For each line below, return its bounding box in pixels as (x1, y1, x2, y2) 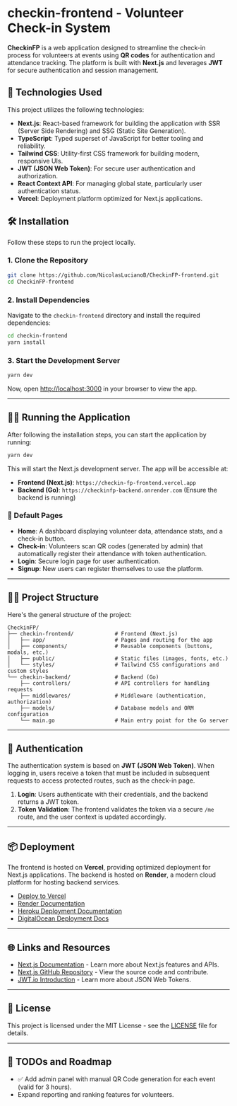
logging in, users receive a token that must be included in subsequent (7, 769, 210, 778)
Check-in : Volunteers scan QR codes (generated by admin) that (17, 541, 203, 550)
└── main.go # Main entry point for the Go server (20, 717, 229, 724)
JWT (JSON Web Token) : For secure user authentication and (17, 164, 195, 173)
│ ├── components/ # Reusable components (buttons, (7, 643, 213, 650)
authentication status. (17, 186, 81, 195)
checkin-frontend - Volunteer (7, 5, 184, 21)
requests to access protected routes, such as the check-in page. (7, 776, 195, 785)
